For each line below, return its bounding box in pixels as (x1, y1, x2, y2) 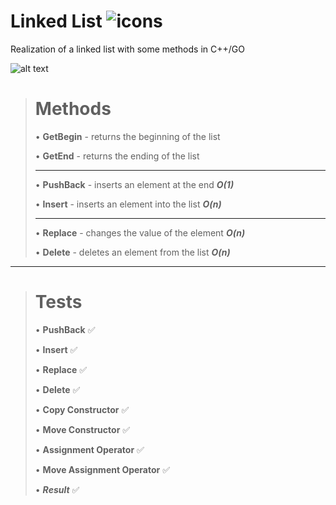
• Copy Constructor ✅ (34, 403, 130, 415)
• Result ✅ (34, 483, 80, 495)
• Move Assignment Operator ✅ (34, 463, 171, 475)
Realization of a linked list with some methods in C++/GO (10, 43, 245, 55)
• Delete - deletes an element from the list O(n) (34, 246, 231, 258)
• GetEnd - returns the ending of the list (34, 150, 200, 162)
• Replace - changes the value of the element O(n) (34, 226, 246, 239)
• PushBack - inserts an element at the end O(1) (34, 178, 235, 190)
